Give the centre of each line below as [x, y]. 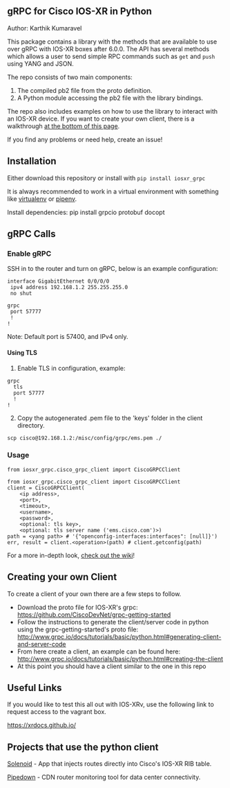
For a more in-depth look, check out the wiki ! [71, 555]
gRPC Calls [32, 234]
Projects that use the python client [83, 747]
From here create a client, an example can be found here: [99, 651]
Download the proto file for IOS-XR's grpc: [77, 607]
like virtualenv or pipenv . [42, 199]
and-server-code [42, 644]
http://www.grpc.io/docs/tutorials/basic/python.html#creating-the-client [120, 658]
